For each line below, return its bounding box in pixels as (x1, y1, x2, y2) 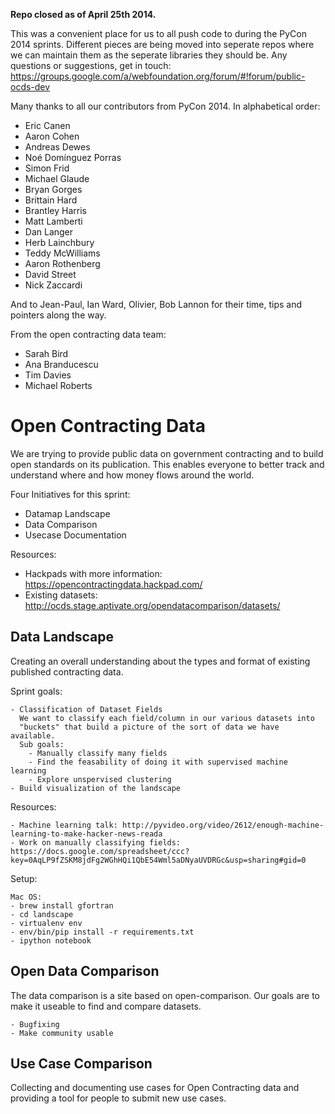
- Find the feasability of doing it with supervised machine (28, 757, 288, 767)
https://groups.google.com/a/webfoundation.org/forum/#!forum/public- (10, 70, 306, 82)
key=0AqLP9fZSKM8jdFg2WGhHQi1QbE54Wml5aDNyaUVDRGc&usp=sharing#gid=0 (10, 855, 307, 865)
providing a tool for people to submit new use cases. (10, 1092, 227, 1104)
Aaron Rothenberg (24, 258, 101, 269)
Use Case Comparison (10, 1055, 153, 1072)
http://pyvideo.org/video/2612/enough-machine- (121, 820, 325, 830)
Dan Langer (24, 226, 74, 238)
